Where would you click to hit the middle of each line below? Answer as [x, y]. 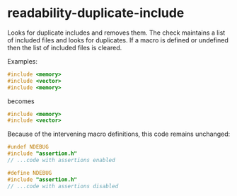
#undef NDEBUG [28, 147]
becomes [21, 101]
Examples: [22, 61]
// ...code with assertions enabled [61, 161]
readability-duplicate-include [96, 13]
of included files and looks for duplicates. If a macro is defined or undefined [118, 40]
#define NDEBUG [30, 173]
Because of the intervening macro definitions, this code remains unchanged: [119, 134]
